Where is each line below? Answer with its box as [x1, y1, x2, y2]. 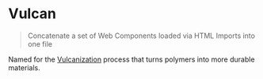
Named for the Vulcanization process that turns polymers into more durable [8, 55, 255, 64]
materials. [8, 62, 41, 72]
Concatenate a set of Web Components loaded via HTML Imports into [27, 31, 256, 40]
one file [27, 39, 53, 48]
